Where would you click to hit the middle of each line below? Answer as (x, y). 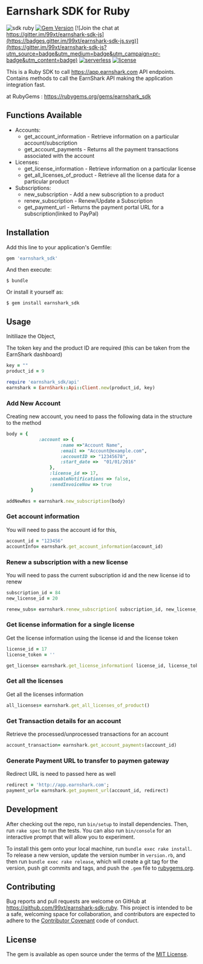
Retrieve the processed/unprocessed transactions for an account (87, 734)
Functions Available (44, 115)
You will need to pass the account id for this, (61, 530)
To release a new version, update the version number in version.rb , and (96, 855)
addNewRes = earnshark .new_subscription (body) (66, 501)
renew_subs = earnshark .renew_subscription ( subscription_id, (85, 609)
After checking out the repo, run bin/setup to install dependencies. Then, (97, 824)
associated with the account (59, 156)
